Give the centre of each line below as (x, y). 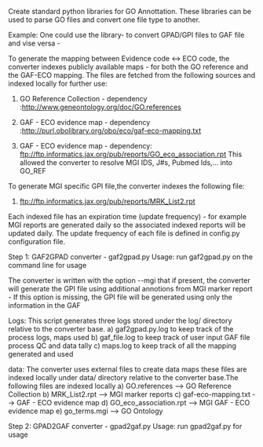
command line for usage (47, 265)
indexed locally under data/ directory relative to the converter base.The (123, 377)
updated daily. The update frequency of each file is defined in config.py (124, 233)
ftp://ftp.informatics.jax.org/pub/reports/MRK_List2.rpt (107, 201)
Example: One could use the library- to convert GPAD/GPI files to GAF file (126, 35)
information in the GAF (44, 305)
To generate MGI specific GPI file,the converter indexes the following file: (126, 186)
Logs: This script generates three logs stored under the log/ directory (120, 321)
